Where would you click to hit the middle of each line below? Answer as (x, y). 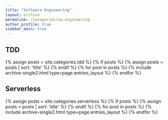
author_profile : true (28, 24)
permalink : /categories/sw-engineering (48, 19)
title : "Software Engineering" (39, 10)
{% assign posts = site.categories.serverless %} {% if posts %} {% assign (83, 101)
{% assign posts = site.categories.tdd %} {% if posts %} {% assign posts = (84, 62)
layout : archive (22, 15)
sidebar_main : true (26, 29)
